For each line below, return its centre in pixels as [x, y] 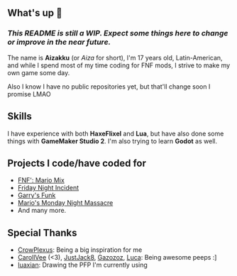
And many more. [42, 211]
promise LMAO [29, 94]
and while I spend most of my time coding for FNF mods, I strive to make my [119, 65]
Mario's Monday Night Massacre [65, 203]
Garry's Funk [37, 195]
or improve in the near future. [59, 42]
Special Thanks [42, 232]
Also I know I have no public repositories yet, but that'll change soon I [109, 87]
